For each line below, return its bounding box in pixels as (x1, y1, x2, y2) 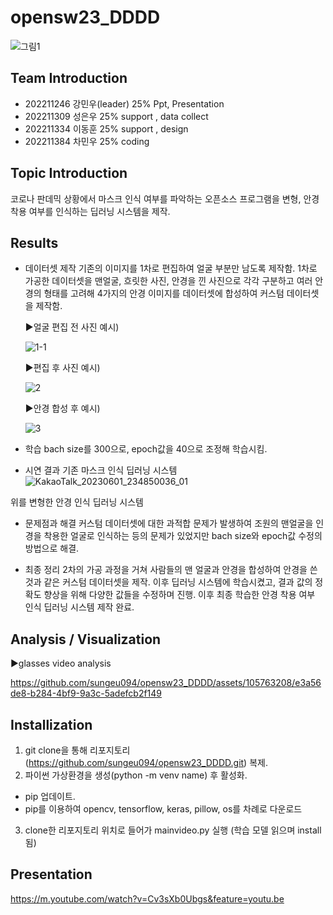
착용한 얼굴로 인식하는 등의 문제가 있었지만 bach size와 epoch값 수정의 (43, 530, 323, 542)
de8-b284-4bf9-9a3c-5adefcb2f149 (10, 687, 163, 700)
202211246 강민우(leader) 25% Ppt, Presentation (24, 97, 225, 110)
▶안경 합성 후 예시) (24, 402, 101, 415)
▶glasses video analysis (10, 657, 112, 670)
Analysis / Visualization (10, 631, 162, 648)
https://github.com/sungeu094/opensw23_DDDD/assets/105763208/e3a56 (10, 677, 322, 689)
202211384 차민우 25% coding (24, 135, 150, 147)
